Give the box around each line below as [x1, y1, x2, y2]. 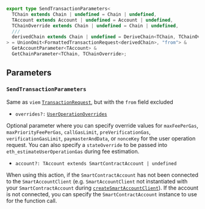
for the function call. [6, 197, 57, 204]
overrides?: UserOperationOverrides [15, 111, 107, 117]
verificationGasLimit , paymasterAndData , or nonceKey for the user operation [6, 134, 196, 142]
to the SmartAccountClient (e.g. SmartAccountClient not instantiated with [6, 177, 188, 185]
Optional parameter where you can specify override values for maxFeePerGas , [6, 122, 198, 129]
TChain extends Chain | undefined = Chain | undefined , [12, 11, 157, 18]
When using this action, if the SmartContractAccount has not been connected [6, 171, 198, 179]
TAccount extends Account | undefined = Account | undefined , [12, 17, 173, 23]
